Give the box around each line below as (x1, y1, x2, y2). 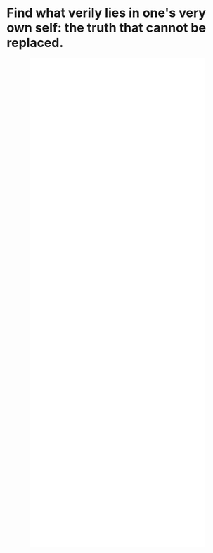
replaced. (6, 35, 64, 51)
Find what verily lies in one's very (6, 5, 207, 21)
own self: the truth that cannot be (6, 20, 207, 36)
